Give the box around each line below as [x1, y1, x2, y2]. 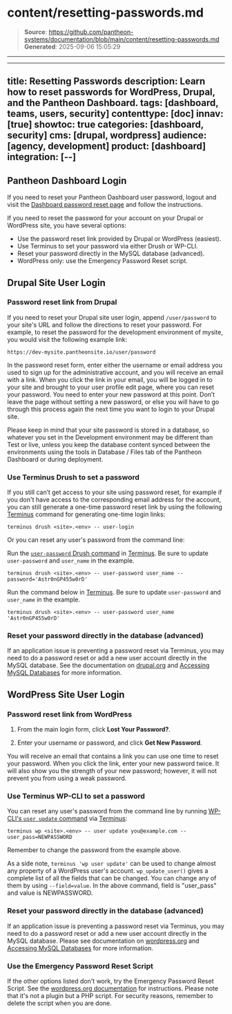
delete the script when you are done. [7, 999, 112, 1007]
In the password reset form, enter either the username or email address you [7, 361, 223, 369]
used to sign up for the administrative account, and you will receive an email [7, 368, 224, 377]
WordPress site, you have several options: [7, 221, 126, 230]
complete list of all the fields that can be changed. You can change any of [7, 874, 217, 882]
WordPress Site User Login [7, 689, 125, 700]
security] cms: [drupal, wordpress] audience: [7, 129, 207, 141]
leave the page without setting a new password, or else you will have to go [7, 397, 220, 406]
